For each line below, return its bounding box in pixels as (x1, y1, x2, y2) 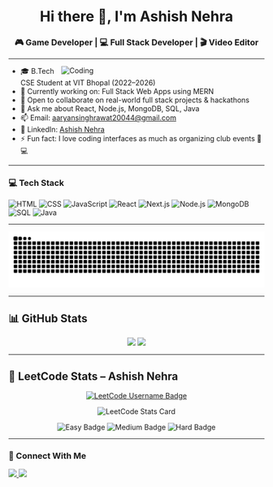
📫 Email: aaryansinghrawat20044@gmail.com (19, 113, 177, 123)
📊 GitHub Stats (8, 312, 88, 325)
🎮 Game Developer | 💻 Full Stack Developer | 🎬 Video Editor (14, 37, 259, 48)
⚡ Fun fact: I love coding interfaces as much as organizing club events (19, 134, 256, 144)
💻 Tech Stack (8, 178, 65, 189)
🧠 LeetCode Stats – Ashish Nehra (8, 369, 179, 383)
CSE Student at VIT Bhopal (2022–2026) (19, 78, 156, 88)
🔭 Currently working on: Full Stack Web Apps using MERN (19, 87, 214, 97)
